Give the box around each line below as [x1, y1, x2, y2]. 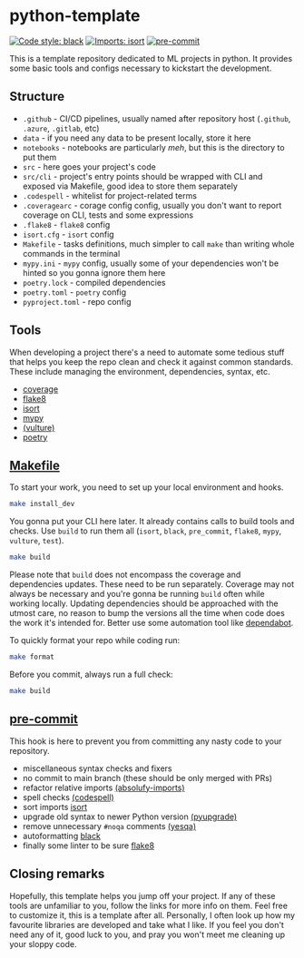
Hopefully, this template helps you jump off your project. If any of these [9, 890, 276, 901]
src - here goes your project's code [22, 161, 156, 172]
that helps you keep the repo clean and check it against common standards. [9, 356, 293, 367]
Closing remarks [9, 866, 105, 882]
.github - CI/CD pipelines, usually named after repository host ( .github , [22, 112, 291, 123]
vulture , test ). [9, 535, 64, 546]
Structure [9, 89, 65, 104]
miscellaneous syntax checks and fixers [22, 763, 172, 774]
